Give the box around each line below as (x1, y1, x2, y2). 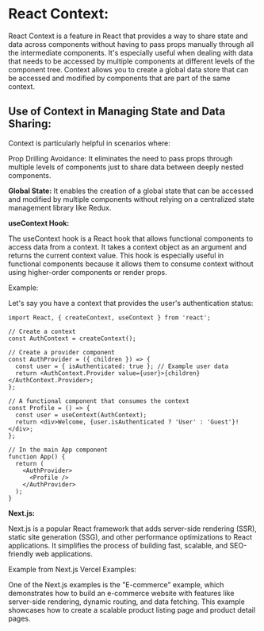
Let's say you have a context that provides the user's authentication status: (8, 298, 254, 308)
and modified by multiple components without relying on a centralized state (8, 194, 255, 203)
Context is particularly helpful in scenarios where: (8, 138, 170, 148)
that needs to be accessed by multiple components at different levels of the (8, 56, 255, 66)
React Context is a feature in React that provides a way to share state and (8, 31, 248, 41)
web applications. (35, 549, 93, 559)
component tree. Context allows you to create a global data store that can (8, 64, 249, 74)
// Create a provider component (8, 348, 115, 356)
